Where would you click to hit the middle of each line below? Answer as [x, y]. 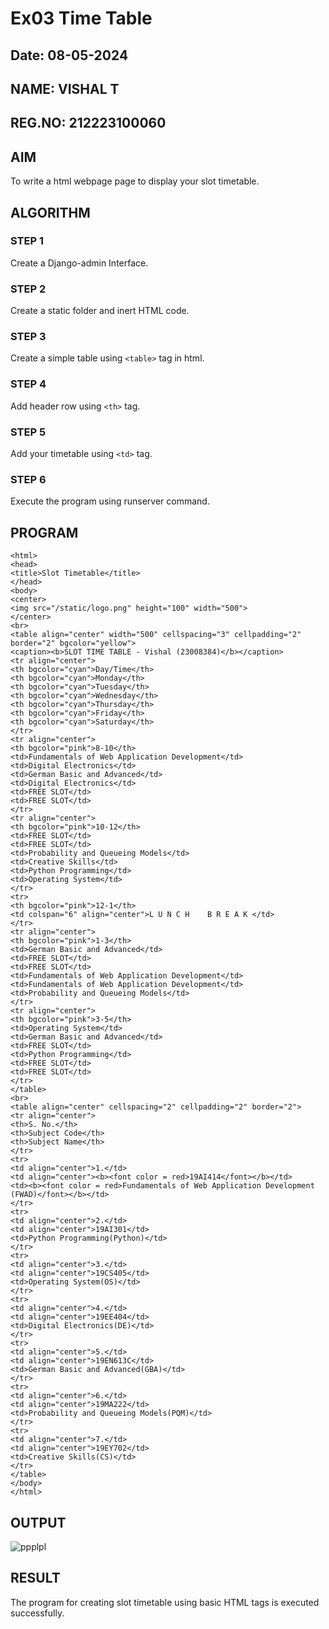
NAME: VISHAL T [65, 88]
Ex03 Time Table [81, 18]
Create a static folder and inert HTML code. [100, 311]
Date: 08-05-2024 [69, 55]
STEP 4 [28, 384]
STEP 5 [28, 432]
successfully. [37, 1613]
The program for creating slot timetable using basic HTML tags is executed [165, 1602]
